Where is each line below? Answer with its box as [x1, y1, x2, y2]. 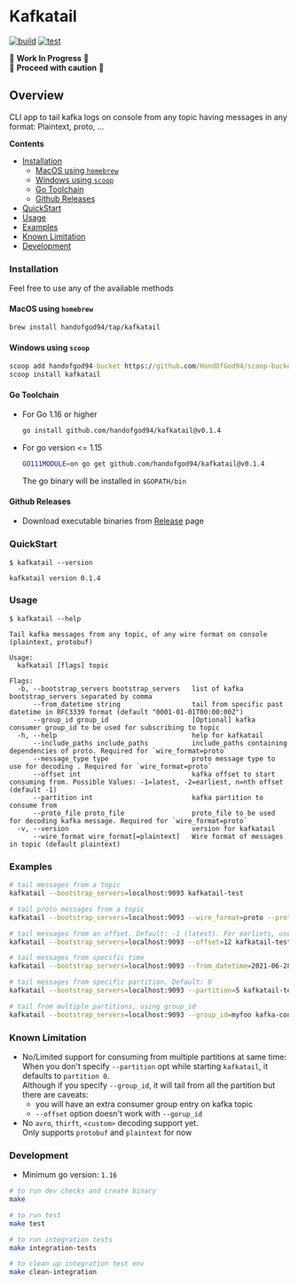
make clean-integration [9, 1268, 98, 1277]
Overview [9, 88, 65, 103]
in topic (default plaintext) [9, 840, 122, 849]
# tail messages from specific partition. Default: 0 [9, 978, 213, 987]
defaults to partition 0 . [21, 1070, 110, 1081]
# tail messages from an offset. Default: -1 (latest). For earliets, [9, 929, 276, 938]
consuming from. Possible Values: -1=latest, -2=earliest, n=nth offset [9, 778, 284, 786]
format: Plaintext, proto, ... [9, 121, 105, 132]
